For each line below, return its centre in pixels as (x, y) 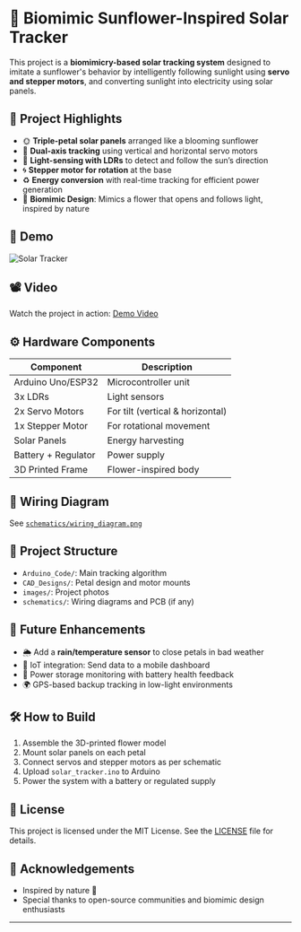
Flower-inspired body (153, 470)
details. (23, 841)
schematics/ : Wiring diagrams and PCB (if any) (108, 601)
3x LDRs (31, 396)
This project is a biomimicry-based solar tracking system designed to (140, 62)
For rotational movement (159, 426)
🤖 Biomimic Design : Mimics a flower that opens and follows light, (142, 199)
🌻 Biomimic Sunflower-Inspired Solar (149, 18)
